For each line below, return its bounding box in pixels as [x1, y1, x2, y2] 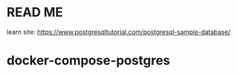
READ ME [6, 4, 63, 21]
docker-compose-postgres [6, 52, 171, 69]
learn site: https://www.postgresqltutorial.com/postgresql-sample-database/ [6, 28, 231, 36]
